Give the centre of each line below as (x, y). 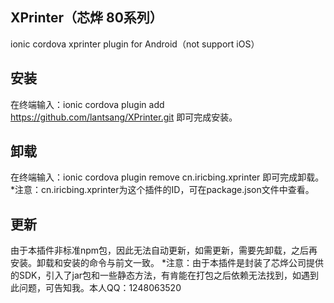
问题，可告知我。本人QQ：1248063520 (100, 288)
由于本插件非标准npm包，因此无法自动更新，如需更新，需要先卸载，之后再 (164, 250)
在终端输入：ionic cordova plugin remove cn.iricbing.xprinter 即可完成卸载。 (167, 177)
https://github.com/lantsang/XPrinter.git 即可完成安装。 (124, 117)
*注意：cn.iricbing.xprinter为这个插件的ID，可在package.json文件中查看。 (162, 190)
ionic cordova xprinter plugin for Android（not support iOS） (135, 44)
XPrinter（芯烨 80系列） (86, 18)
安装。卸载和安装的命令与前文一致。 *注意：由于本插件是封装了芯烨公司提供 (167, 263)
